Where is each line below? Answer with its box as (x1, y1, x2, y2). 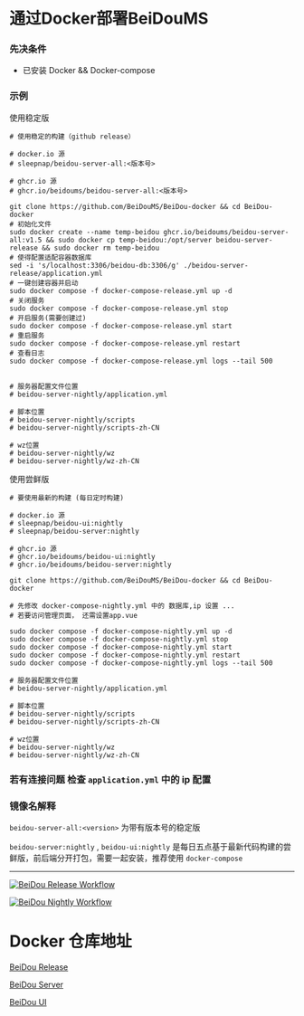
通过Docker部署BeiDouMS (9, 8, 209, 29)
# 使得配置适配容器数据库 (9, 252, 92, 262)
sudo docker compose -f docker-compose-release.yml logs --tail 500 (9, 356, 273, 366)
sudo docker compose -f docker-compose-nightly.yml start (9, 642, 233, 651)
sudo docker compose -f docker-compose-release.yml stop (9, 304, 229, 313)
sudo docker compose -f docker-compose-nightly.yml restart (9, 650, 242, 660)
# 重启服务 (9, 331, 45, 340)
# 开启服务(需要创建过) (9, 313, 87, 322)
